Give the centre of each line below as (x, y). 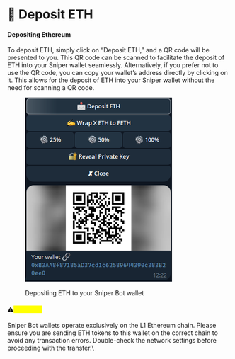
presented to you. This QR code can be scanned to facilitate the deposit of (116, 58)
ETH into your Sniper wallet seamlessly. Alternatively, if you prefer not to (113, 65)
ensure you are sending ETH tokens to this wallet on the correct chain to (113, 333)
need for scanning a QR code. (51, 88)
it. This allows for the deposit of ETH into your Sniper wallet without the (111, 80)
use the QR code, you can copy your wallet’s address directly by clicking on (117, 73)
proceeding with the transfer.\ (51, 348)
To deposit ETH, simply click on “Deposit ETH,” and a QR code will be (109, 50)
